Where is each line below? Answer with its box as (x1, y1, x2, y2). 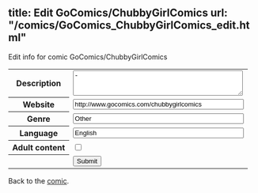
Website (22, 99, 55, 110)
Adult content (12, 142, 66, 153)
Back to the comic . (8, 176, 70, 185)
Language (19, 128, 58, 139)
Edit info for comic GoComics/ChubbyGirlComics (8, 51, 168, 62)
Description (16, 78, 62, 89)
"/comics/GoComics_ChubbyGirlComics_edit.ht (8, 19, 251, 32)
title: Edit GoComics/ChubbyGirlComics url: (8, 6, 228, 20)
